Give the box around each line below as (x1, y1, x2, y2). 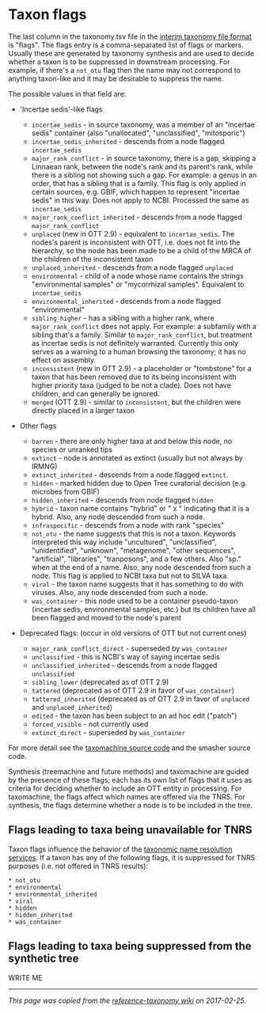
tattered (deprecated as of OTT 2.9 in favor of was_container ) (31, 685, 235, 695)
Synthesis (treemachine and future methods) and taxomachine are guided (8, 766, 249, 776)
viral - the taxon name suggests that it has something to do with (31, 579, 244, 589)
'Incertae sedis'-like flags (19, 104, 103, 114)
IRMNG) (31, 461, 58, 471)
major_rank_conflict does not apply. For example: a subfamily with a (31, 321, 257, 331)
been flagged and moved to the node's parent (31, 613, 182, 622)
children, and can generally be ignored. (31, 389, 160, 398)
